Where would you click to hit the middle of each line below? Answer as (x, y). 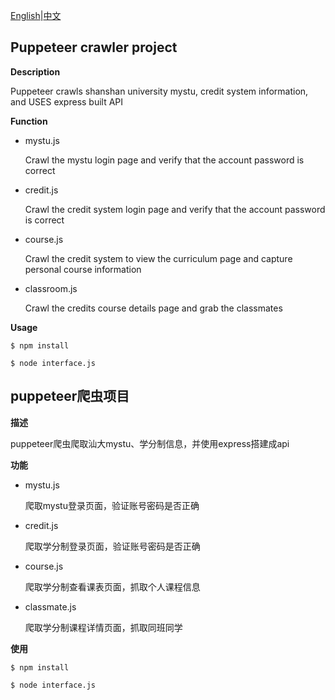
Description (35, 71)
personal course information (83, 269)
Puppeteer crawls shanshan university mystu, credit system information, (159, 91)
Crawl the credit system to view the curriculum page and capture (158, 258)
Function (29, 121)
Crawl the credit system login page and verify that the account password (175, 209)
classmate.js (50, 606)
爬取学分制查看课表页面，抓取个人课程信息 (112, 586)
